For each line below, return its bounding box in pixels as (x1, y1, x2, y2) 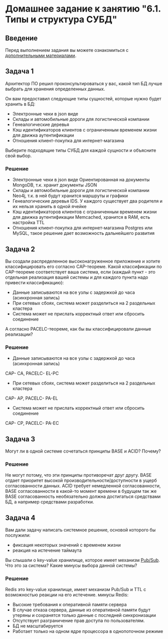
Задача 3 (5, 434, 36, 443)
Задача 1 (5, 67, 34, 76)
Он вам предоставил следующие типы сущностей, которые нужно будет (5, 95, 161, 101)
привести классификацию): (5, 279, 64, 285)
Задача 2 (5, 245, 35, 253)
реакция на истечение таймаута (12, 547, 82, 553)
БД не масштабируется (12, 623, 63, 629)
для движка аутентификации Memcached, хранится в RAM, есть (12, 214, 150, 220)
